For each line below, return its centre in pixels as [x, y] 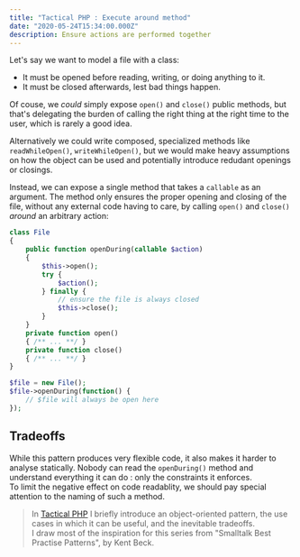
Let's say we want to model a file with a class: [95, 60]
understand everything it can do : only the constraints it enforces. [131, 477]
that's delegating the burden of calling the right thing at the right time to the [150, 114]
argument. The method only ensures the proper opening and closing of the [148, 197]
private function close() [74, 350]
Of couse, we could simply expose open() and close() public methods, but [148, 105]
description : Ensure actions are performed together [110, 34]
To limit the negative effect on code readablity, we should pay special [138, 487]
